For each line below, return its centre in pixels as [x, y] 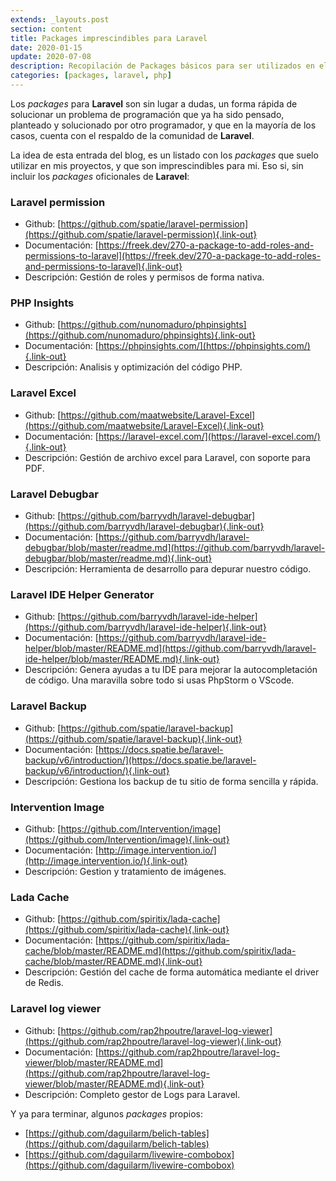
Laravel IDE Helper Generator [82, 594]
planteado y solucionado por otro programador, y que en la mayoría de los [163, 125]
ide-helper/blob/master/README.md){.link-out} [122, 659]
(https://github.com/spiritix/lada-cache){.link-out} [127, 930]
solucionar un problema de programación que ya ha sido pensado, [147, 114]
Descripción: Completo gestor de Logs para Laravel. [132, 1094]
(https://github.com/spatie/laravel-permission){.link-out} [141, 235]
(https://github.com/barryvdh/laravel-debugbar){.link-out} [144, 527]
